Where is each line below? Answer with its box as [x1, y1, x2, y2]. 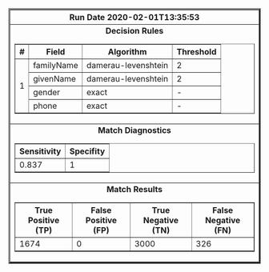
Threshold [176, 46, 217, 57]
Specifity [69, 146, 106, 157]
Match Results [106, 184, 163, 194]
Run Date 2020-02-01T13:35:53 [69, 12, 200, 22]
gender [33, 87, 61, 98]
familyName [33, 60, 78, 70]
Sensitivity [19, 146, 62, 157]
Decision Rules [105, 26, 164, 36]
